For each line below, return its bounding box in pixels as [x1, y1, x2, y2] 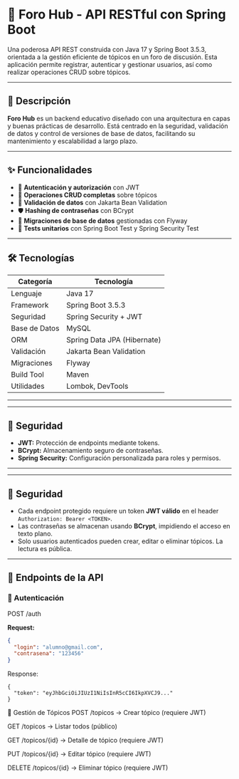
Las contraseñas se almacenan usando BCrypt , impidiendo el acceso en [17, 522, 230, 530]
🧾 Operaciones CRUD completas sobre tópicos [17, 190, 158, 199]
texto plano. [17, 530, 53, 538]
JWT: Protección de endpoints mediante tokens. [17, 439, 160, 447]
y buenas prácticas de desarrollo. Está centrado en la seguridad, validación [7, 121, 228, 130]
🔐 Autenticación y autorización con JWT [17, 183, 140, 192]
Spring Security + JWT [66, 312, 143, 322]
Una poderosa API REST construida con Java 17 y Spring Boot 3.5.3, [7, 45, 207, 53]
